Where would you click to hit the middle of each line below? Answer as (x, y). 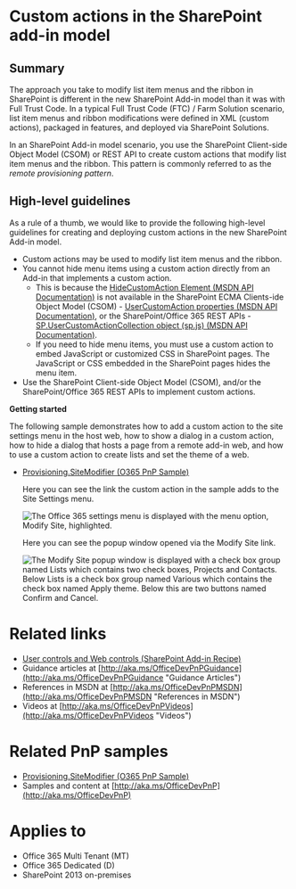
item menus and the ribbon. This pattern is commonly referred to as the (140, 164)
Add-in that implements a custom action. (97, 277)
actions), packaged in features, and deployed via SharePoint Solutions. (139, 128)
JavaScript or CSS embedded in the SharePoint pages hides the (153, 363)
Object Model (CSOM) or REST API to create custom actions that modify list (148, 154)
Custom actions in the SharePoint (136, 16)
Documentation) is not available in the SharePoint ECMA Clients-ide (160, 297)
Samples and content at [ (68, 786)
